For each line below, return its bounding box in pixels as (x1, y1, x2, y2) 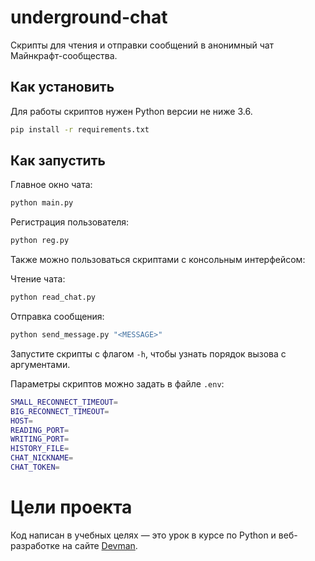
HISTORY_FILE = (10, 444, 70, 454)
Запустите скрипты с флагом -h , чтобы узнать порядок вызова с (10, 347, 287, 360)
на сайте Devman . (61, 539, 138, 551)
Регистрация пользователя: (10, 216, 130, 228)
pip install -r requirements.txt (10, 124, 150, 135)
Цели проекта (10, 496, 133, 519)
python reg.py (10, 236, 70, 246)
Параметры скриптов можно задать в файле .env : (10, 377, 225, 390)
